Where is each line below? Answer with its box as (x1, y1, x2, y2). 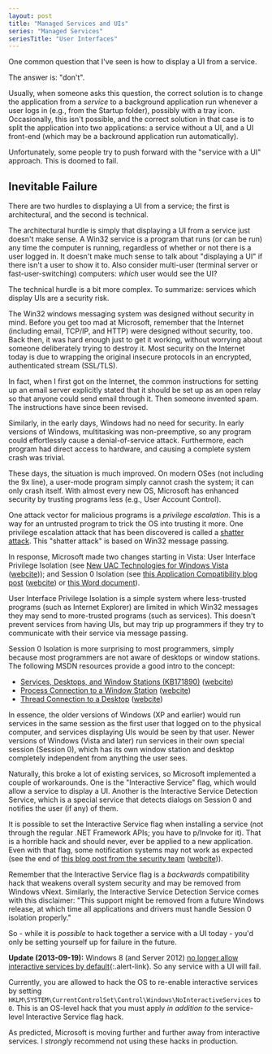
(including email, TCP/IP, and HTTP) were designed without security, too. (8, 326, 253, 336)
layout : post (8, 11, 53, 20)
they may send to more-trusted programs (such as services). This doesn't (8, 611, 256, 621)
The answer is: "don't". (8, 72, 85, 82)
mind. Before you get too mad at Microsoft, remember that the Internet (8, 318, 244, 328)
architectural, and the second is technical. (8, 210, 149, 220)
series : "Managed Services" (8, 27, 104, 35)
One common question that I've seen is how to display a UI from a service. (8, 57, 257, 67)
